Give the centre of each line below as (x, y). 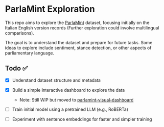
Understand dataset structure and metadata (57, 80)
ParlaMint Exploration (50, 9)
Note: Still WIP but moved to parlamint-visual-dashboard (76, 100)
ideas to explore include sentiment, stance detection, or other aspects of (78, 48)
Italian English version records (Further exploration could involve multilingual (82, 27)
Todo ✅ (17, 68)
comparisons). (20, 33)
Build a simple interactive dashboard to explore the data (68, 90)
